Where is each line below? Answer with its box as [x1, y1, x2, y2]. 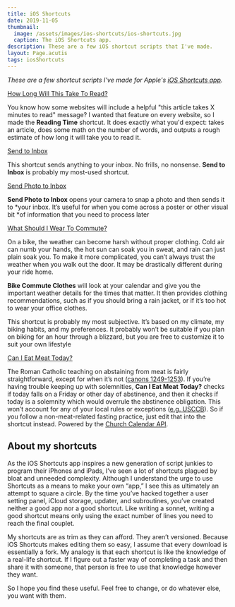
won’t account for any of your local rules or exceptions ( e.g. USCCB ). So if [7, 404, 224, 413]
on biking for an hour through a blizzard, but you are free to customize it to [7, 332, 224, 341]
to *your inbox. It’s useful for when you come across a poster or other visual [7, 203, 229, 211]
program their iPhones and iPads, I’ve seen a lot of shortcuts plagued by [7, 467, 217, 475]
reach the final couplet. [7, 519, 75, 527]
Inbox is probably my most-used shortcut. [7, 167, 130, 176]
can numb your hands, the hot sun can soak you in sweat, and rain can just [7, 245, 226, 253]
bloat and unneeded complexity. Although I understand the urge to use [7, 474, 213, 482]
